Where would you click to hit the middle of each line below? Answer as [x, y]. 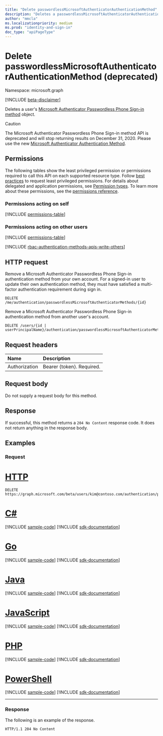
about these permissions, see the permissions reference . [62, 191]
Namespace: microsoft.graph [34, 90]
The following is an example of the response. [50, 720]
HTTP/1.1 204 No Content [30, 729]
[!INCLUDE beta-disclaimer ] [33, 100]
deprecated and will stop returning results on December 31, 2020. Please [78, 138]
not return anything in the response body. [47, 428]
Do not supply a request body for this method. [51, 395]
